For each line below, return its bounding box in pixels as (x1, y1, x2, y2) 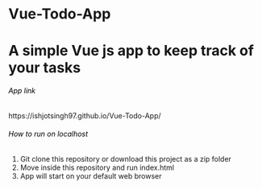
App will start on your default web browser (19, 171, 162, 181)
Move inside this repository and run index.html (19, 162, 175, 172)
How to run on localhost (8, 129, 89, 139)
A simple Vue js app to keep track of (8, 42, 254, 60)
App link (8, 85, 36, 95)
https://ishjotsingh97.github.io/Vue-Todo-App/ (8, 110, 161, 121)
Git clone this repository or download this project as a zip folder (19, 154, 232, 163)
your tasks (8, 59, 81, 77)
